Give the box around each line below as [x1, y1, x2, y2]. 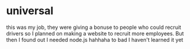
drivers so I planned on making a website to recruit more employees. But [6, 30, 184, 37]
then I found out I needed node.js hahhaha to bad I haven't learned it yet [6, 36, 183, 43]
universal [6, 4, 54, 18]
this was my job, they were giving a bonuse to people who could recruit [6, 24, 182, 31]
